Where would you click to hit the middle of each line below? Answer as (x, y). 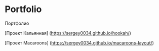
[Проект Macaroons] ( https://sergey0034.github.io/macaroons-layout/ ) (79, 43)
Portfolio (23, 9)
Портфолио (17, 23)
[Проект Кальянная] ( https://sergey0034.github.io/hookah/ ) (68, 33)
